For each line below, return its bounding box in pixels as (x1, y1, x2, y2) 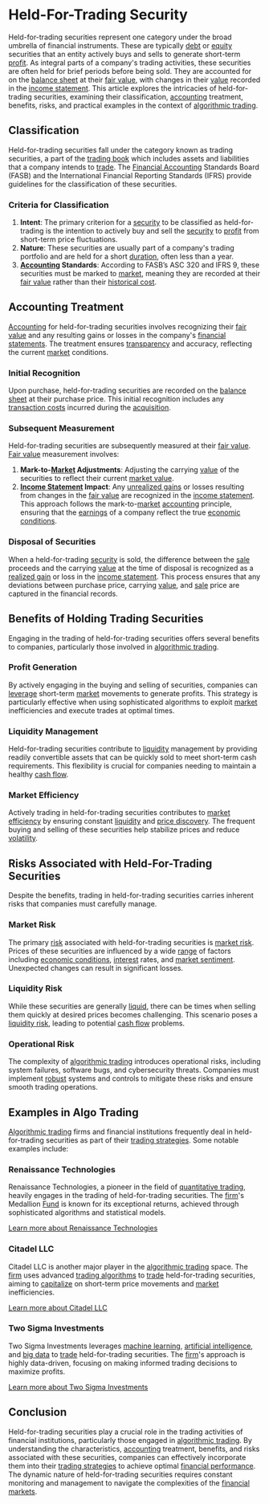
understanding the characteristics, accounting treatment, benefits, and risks (8, 1444, 260, 1453)
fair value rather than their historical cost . (19, 277, 157, 287)
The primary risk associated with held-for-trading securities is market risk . (8, 937, 255, 947)
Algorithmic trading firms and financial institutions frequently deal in (8, 1127, 233, 1136)
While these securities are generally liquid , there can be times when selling (8, 1001, 256, 1011)
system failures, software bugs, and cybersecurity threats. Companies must (8, 1066, 259, 1075)
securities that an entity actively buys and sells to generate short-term (8, 49, 241, 59)
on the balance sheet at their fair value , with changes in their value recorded (8, 75, 261, 84)
